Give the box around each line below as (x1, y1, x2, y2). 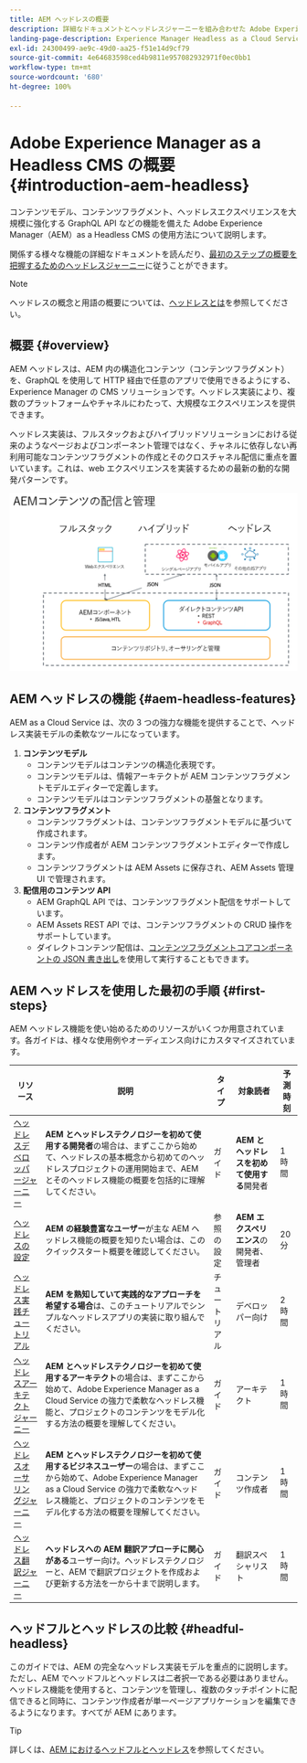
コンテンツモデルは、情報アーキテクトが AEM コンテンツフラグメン (36, 770, 291, 781)
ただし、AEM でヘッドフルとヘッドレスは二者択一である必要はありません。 (9, 1673, 294, 1683)
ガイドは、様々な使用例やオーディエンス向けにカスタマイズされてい (32, 1035, 288, 1046)
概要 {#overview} (9, 337, 110, 353)
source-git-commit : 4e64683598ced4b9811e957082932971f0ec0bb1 (9, 53, 251, 63)
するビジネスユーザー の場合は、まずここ (53, 1460, 206, 1471)
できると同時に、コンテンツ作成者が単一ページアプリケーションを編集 (16, 1695, 281, 1706)
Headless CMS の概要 (9, 154, 175, 175)
